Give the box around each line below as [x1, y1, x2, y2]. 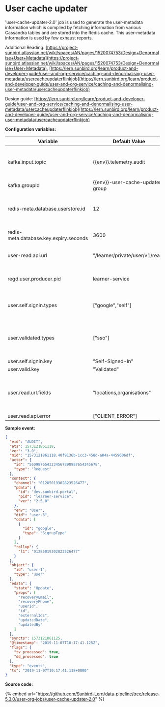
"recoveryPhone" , [18, 599, 54, 604]
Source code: [5, 681, 33, 687]
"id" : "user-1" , [14, 567, 48, 572]
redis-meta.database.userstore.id [7, 205, 86, 212]
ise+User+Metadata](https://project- [5, 55, 80, 61]
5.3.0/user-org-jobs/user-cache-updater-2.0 [5, 696, 96, 702]
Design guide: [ [5, 95, 36, 101]
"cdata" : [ [14, 517, 36, 522]
